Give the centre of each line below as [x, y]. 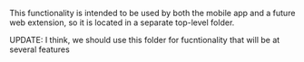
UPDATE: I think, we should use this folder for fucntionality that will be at [145, 40]
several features [39, 49]
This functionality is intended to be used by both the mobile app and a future [152, 13]
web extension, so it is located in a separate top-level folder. [122, 22]
